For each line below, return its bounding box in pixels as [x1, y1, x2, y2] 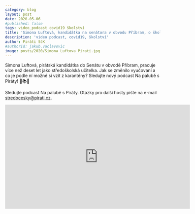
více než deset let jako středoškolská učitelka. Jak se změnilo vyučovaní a [5, 67, 156, 73]
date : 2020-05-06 [5, 16, 41, 21]
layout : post [5, 12, 32, 17]
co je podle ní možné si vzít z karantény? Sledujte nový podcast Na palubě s [5, 72, 160, 78]
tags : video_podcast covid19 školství [5, 26, 85, 31]
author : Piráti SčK [5, 39, 45, 44]
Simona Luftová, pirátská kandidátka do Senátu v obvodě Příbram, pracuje [5, 62, 156, 68]
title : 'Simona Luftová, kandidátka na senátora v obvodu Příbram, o [5, 30, 151, 35]
